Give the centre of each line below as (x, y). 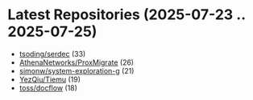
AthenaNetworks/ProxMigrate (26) (77, 62)
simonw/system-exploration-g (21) (77, 70)
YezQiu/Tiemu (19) (50, 79)
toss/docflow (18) (48, 88)
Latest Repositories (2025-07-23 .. (126, 15)
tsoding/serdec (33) (52, 54)
